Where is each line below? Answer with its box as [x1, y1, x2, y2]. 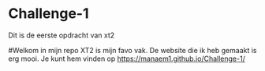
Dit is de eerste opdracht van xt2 [8, 30, 115, 40]
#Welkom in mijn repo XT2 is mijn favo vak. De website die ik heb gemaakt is [8, 45, 257, 55]
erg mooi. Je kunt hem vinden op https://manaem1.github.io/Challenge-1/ [8, 54, 246, 63]
